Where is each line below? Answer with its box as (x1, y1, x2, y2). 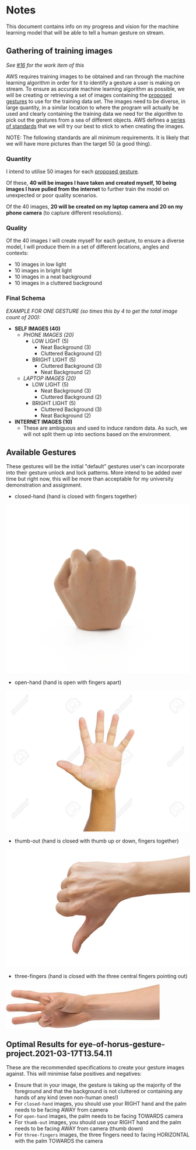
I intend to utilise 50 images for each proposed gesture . (6, 168, 139, 175)
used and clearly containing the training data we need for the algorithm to (6, 110, 183, 117)
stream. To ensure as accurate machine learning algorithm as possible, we (6, 85, 185, 92)
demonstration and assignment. (6, 482, 83, 489)
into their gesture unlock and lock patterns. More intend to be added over (6, 469, 183, 476)
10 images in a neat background (14, 273, 92, 281)
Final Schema (6, 294, 45, 302)
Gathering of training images (6, 46, 113, 56)
